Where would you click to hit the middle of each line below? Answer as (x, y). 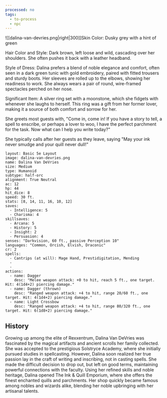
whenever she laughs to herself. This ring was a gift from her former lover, (82, 104)
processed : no (20, 10)
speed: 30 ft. (20, 198)
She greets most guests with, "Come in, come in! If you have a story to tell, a (84, 119)
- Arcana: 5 (22, 223)
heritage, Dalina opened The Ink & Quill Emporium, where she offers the (79, 375)
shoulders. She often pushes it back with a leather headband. (68, 58)
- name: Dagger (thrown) (35, 289)
